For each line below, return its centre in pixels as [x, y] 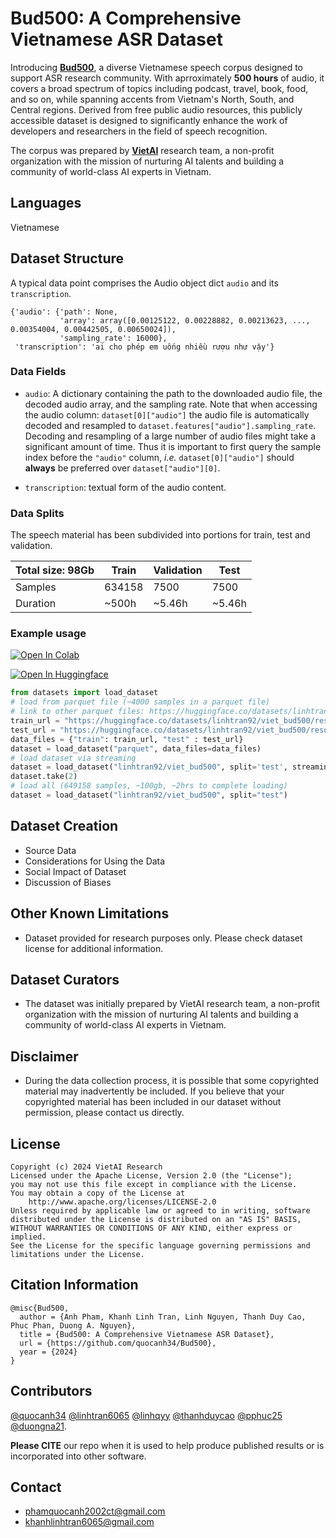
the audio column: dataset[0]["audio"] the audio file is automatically [167, 414]
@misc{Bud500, [40, 1308]
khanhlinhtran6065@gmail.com [89, 1522]
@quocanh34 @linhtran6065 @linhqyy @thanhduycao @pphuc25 [146, 1415]
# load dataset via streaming [73, 758]
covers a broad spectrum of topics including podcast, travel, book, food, [159, 88]
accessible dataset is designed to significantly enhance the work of [149, 120]
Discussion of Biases [68, 882]
